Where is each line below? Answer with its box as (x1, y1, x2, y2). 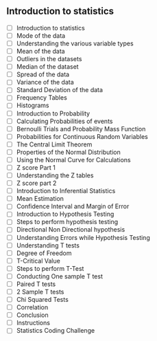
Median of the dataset (16, 63, 80, 71)
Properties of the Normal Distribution (16, 148, 121, 156)
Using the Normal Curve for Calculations (16, 155, 131, 164)
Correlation (16, 303, 49, 311)
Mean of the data (16, 47, 66, 55)
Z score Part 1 (16, 163, 56, 171)
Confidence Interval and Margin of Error (16, 202, 130, 210)
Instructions (16, 319, 51, 327)
